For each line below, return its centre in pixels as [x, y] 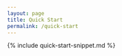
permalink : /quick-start [43, 26]
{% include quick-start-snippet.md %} [61, 46]
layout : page [26, 13]
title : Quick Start [35, 20]
